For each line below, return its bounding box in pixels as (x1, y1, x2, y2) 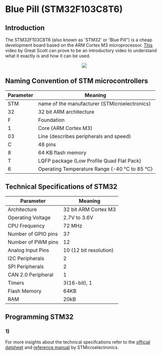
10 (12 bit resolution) (63, 247, 114, 254)
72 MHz (63, 222, 83, 229)
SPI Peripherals (8, 263, 44, 270)
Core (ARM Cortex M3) (38, 125, 93, 132)
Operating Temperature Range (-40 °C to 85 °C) (38, 165, 153, 172)
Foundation (38, 116, 65, 124)
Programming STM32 (5, 313, 74, 321)
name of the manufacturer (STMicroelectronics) (38, 100, 151, 107)
